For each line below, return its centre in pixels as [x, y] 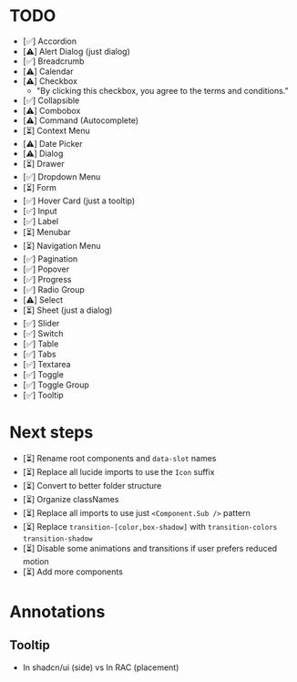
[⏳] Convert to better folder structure [92, 485]
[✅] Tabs [39, 354]
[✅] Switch [43, 333]
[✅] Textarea [46, 364]
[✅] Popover [46, 269]
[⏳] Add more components [72, 572]
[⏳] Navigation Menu [61, 245]
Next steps [51, 433]
